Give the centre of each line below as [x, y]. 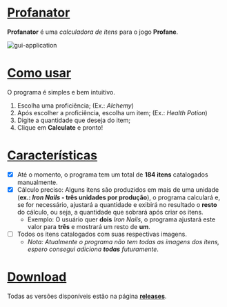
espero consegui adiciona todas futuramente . [93, 249]
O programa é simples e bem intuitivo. [61, 92]
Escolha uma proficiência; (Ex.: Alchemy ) [76, 106]
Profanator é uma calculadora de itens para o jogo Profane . [93, 32]
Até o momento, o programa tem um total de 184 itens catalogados [112, 175]
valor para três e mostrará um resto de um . [89, 226]
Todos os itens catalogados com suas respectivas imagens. [102, 234]
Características [52, 156]
